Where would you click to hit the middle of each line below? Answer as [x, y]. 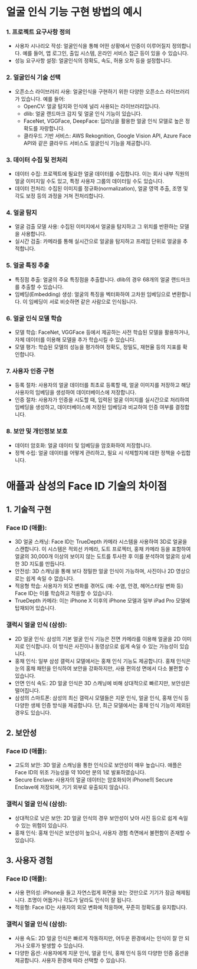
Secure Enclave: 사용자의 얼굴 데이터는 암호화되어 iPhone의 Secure [93, 780]
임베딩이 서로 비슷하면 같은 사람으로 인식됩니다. [83, 301]
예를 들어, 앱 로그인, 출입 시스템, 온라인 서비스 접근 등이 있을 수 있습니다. [106, 53]
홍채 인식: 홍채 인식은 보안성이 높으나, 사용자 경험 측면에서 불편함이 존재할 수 [103, 833]
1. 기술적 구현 [29, 510]
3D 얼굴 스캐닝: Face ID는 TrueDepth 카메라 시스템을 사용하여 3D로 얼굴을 [101, 542]
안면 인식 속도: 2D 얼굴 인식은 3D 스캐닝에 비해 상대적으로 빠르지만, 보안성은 [102, 683]
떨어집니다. [27, 690]
